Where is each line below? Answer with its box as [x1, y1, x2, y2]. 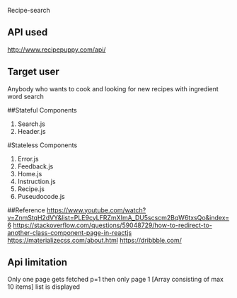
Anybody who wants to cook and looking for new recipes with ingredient [7, 84, 219, 93]
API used [7, 26, 48, 38]
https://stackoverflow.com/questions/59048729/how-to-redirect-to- [13, 221, 212, 229]
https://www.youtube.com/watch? [47, 205, 146, 214]
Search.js [17, 120, 46, 128]
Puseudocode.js [17, 192, 65, 200]
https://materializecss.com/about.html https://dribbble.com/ [7, 236, 182, 244]
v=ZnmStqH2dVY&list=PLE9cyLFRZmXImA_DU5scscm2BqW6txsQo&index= [7, 213, 230, 222]
